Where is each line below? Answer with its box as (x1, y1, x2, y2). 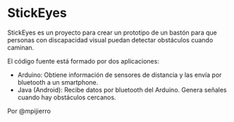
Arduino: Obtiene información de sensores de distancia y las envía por (17, 71, 222, 79)
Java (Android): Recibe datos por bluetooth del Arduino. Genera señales (17, 85, 227, 94)
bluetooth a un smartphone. (17, 78, 99, 86)
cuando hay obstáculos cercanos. (17, 93, 116, 102)
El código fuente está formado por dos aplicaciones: (7, 56, 160, 65)
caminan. (7, 43, 35, 51)
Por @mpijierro (7, 106, 51, 115)
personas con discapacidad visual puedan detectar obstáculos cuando (7, 35, 214, 44)
